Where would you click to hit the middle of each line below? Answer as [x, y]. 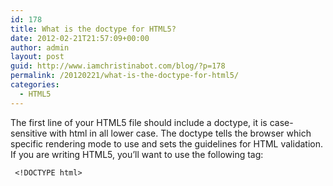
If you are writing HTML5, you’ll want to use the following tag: [137, 154]
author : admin [40, 47]
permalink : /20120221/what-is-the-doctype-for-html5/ [125, 76]
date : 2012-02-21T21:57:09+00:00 [80, 38]
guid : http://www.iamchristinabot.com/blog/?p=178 [118, 66]
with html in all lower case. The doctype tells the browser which [180, 133]
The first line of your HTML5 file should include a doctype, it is [139, 122]
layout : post [37, 57]
